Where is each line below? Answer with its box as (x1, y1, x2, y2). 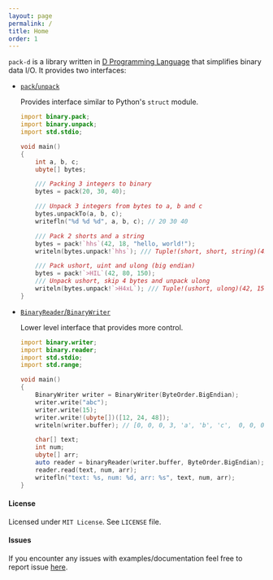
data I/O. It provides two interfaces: (8, 66, 127, 76)
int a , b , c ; (35, 158, 80, 166)
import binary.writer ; (19, 338, 97, 347)
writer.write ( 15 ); (35, 406, 97, 414)
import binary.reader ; (19, 346, 97, 354)
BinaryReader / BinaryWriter (19, 307, 111, 316)
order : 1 (8, 34, 38, 43)
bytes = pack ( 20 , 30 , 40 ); (35, 188, 127, 196)
